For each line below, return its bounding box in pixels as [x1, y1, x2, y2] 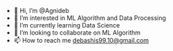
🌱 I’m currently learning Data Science [13, 21, 120, 29]
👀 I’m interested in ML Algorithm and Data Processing [13, 14, 166, 22]
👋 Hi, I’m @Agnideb [13, 7, 69, 14]
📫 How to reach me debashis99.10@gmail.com [13, 37, 149, 44]
